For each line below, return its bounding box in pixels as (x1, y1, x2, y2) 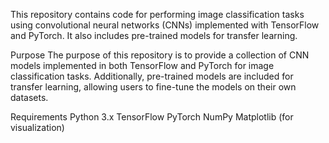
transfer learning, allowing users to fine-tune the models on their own (10, 81, 297, 93)
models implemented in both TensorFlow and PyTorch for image (10, 60, 275, 71)
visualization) (10, 122, 65, 133)
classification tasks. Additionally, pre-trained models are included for (10, 70, 294, 82)
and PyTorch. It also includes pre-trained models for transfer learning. (10, 30, 298, 41)
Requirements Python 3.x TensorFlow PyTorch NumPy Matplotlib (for (10, 111, 294, 123)
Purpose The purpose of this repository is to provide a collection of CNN (10, 49, 310, 61)
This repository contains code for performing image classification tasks (10, 9, 305, 20)
